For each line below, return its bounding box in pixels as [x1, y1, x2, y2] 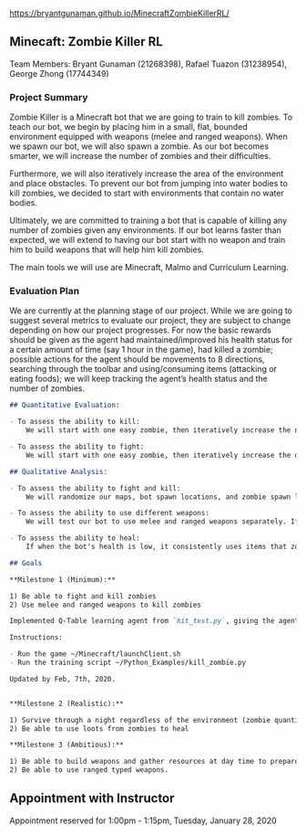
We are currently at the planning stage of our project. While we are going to [9, 305, 293, 316]
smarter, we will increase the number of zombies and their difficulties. [9, 151, 271, 162]
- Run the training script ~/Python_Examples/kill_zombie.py [9, 658, 247, 668]
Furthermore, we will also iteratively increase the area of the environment [9, 168, 284, 179]
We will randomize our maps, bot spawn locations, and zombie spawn [25, 492, 291, 502]
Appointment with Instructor [9, 790, 175, 807]
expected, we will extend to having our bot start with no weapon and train [9, 235, 286, 246]
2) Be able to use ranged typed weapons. [9, 766, 169, 775]
